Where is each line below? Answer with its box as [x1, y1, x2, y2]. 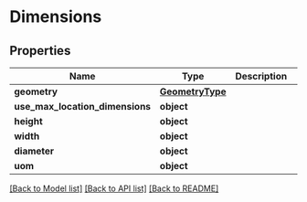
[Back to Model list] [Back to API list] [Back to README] [9, 183, 219, 194]
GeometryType [159, 85, 227, 98]
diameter [14, 144, 55, 157]
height [14, 115, 43, 127]
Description [235, 70, 288, 82]
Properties [9, 43, 71, 58]
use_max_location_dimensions [14, 101, 152, 112]
